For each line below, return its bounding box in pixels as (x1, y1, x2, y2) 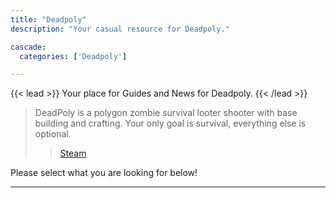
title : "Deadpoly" (10, 14, 87, 25)
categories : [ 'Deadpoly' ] (19, 51, 128, 61)
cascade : (10, 42, 47, 52)
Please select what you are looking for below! (10, 167, 198, 179)
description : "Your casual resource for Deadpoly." (10, 24, 230, 34)
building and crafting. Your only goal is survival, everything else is (34, 117, 307, 130)
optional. (34, 128, 72, 140)
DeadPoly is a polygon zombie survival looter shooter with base (34, 107, 298, 119)
